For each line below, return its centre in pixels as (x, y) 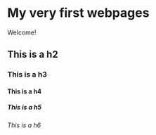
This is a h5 (25, 108)
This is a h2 (33, 54)
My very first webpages (78, 13)
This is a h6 (24, 125)
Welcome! (22, 32)
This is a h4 (25, 91)
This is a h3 (27, 75)
